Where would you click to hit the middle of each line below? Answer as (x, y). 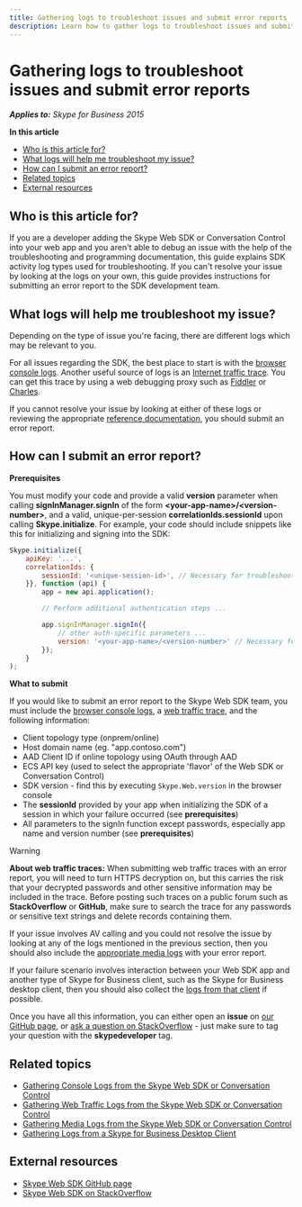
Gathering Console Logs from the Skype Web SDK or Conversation (146, 1085)
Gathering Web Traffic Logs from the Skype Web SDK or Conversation (152, 1105)
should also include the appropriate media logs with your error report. (138, 953)
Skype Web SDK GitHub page (77, 1183)
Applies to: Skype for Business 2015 (77, 114)
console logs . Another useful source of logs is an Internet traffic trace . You (147, 372)
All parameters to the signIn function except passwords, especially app (154, 824)
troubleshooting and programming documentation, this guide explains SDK (147, 257)
